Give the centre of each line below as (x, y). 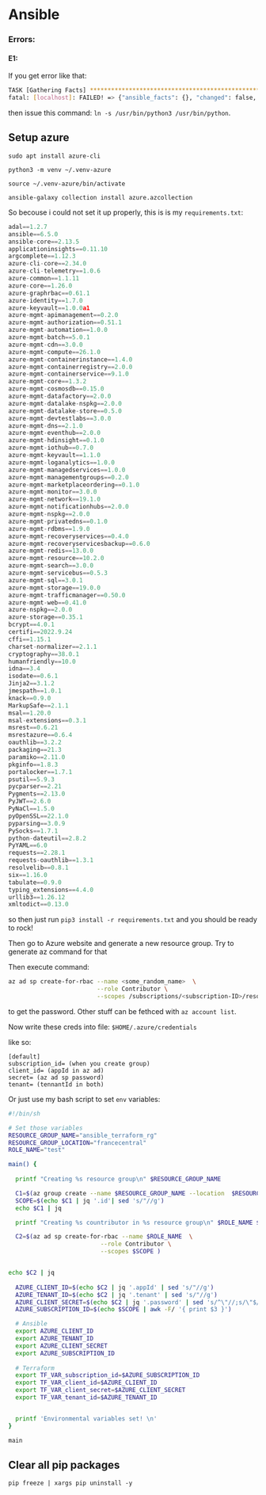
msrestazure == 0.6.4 (40, 735)
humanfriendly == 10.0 (42, 662)
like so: (20, 1042)
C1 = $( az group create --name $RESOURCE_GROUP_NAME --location (120, 1193)
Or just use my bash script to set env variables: (84, 1099)
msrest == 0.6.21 (33, 728)
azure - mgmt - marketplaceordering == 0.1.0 (74, 485)
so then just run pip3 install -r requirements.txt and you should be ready (133, 920)
